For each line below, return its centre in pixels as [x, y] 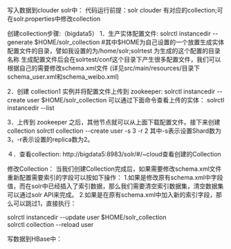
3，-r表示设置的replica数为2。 [50, 139]
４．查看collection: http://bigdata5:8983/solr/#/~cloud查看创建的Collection [114, 154]
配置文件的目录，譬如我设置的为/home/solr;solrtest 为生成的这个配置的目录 [114, 51]
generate [20, 42]
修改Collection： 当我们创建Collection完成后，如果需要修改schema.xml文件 [114, 169]
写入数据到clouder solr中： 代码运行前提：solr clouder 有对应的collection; [112, 10]
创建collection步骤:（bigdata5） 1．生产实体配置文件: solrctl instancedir [109, 34]
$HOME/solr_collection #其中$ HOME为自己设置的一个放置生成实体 [129, 42]
